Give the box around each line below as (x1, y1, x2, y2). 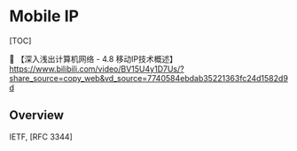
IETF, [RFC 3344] (9, 131, 73, 142)
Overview (9, 108, 65, 123)
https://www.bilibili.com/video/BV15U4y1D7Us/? (9, 64, 184, 74)
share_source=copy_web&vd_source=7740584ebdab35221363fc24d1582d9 (9, 72, 288, 83)
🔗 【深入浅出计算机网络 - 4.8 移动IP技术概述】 (9, 53, 178, 64)
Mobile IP (9, 6, 80, 26)
